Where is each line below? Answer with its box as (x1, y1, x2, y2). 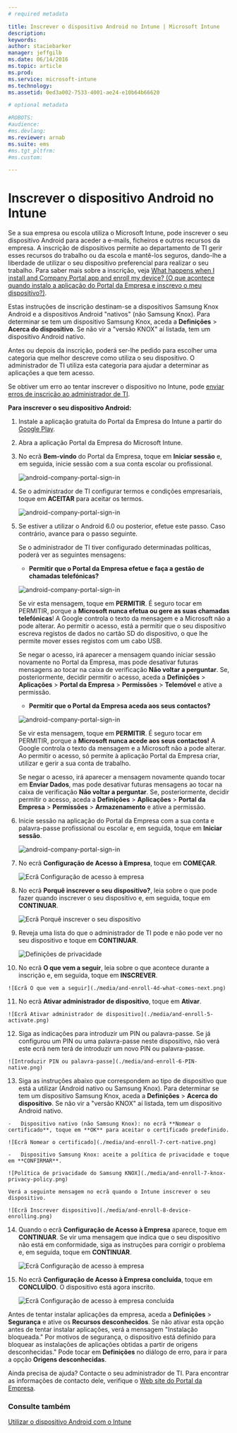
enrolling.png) (8, 1213, 53, 1220)
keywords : (8, 36, 37, 43)
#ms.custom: (8, 153, 43, 161)
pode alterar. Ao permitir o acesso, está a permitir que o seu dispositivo (18, 622, 226, 630)
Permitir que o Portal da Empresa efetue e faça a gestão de (28, 565, 205, 573)
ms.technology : (8, 82, 53, 89)
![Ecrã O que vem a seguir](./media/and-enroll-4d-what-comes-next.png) (8, 985, 226, 992)
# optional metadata (8, 102, 69, 109)
